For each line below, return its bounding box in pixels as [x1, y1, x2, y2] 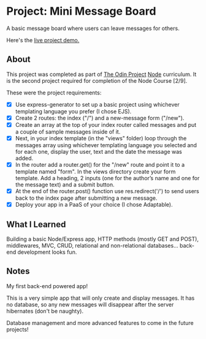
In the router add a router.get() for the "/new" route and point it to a [15, 161, 185, 168]
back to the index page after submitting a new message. [15, 194, 158, 202]
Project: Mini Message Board [6, 4, 156, 18]
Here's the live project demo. [6, 36, 80, 44]
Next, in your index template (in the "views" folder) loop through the [15, 134, 187, 142]
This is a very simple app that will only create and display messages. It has [6, 294, 195, 302]
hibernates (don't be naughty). [6, 307, 84, 314]
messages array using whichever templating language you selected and [15, 142, 197, 148]
